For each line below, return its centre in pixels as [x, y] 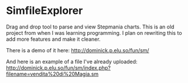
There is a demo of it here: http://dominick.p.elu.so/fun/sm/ [78, 50]
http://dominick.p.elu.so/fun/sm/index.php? [59, 67]
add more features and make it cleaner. [53, 39]
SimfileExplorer [45, 11]
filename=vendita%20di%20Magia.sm [52, 74]
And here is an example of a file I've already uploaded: [72, 62]
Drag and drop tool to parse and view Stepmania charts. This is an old [90, 27]
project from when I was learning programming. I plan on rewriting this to [94, 33]
